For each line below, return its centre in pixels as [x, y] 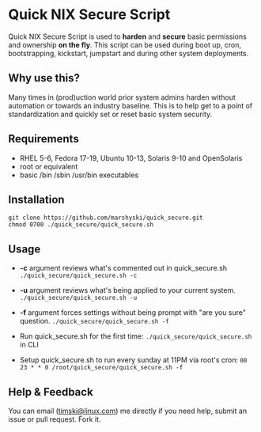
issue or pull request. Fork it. [55, 419]
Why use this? [44, 78]
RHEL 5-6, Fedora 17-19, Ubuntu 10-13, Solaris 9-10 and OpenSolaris [131, 158]
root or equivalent [49, 166]
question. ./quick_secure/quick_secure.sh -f [95, 321]
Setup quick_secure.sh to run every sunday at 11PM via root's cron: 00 [133, 360]
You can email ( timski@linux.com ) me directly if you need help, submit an [128, 411]
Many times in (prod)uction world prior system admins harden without [122, 97]
